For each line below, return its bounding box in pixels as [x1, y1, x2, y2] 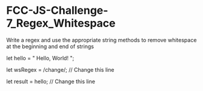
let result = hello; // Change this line [6, 78, 96, 85]
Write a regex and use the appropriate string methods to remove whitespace [6, 36, 197, 43]
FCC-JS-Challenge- [6, 4, 108, 17]
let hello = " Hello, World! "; [6, 54, 75, 61]
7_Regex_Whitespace [6, 16, 116, 30]
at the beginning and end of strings [6, 43, 94, 50]
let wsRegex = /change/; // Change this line [6, 66, 115, 73]
